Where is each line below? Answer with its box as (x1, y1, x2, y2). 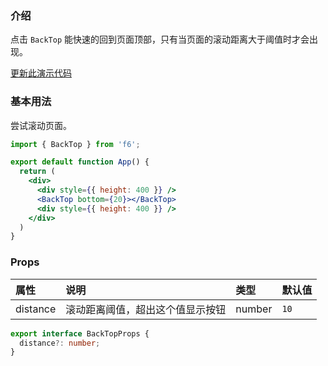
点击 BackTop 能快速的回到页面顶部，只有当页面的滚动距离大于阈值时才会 (10, 33, 310, 46)
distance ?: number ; (19, 338, 101, 348)
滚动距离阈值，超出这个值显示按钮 (65, 302, 227, 316)
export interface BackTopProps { (10, 328, 150, 339)
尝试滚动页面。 (10, 119, 72, 131)
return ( (19, 167, 56, 177)
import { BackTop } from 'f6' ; (10, 139, 141, 149)
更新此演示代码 (10, 67, 72, 79)
